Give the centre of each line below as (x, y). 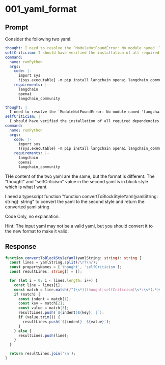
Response (21, 247)
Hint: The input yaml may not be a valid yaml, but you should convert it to (79, 226)
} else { (23, 331)
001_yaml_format (41, 9)
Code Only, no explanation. (32, 216)
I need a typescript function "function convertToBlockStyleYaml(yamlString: (82, 196)
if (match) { (27, 294)
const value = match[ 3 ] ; (43, 308)
